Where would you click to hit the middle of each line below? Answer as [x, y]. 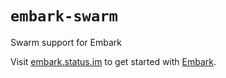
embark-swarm [64, 16]
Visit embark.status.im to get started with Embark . [113, 61]
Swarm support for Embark [66, 42]
